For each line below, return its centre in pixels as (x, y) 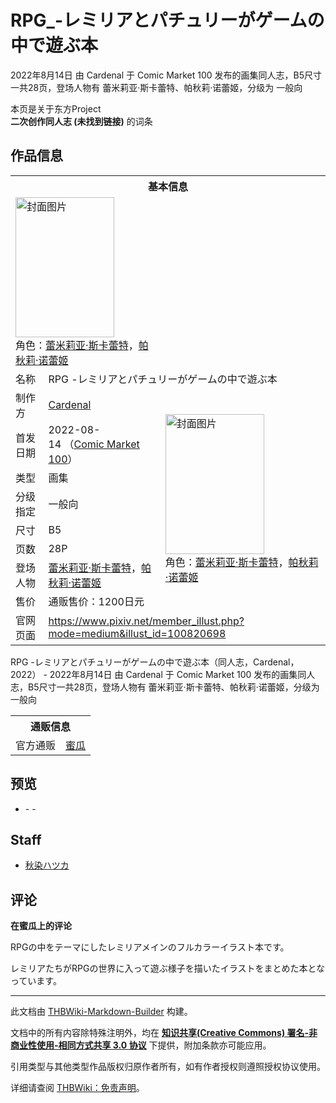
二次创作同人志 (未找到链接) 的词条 (81, 121)
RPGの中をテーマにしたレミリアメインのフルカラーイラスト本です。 (150, 947)
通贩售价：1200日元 (96, 601)
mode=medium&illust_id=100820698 (137, 633)
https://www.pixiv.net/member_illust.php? (146, 621)
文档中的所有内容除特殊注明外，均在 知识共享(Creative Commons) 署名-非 (164, 1033)
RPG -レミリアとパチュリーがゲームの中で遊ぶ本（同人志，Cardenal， (155, 662)
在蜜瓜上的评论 (41, 926)
